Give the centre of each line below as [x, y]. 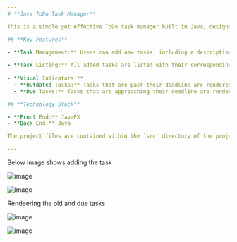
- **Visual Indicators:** [45, 78]
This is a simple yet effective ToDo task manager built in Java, [107, 26]
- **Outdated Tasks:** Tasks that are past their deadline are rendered [123, 85]
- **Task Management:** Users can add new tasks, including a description [120, 52]
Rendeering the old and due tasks [56, 203]
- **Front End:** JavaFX [44, 117]
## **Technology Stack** [44, 104]
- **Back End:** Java [39, 123]
